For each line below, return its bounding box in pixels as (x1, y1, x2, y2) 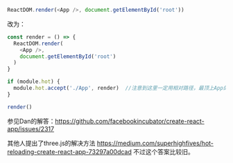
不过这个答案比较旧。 (132, 147, 194, 155)
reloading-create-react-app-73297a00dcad (7, 147, 132, 155)
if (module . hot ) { (7, 78, 60, 86)
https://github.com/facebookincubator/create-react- (55, 117, 205, 125)
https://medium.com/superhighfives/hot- (96, 139, 214, 147)
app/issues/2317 (7, 124, 54, 133)
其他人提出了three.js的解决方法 (7, 139, 96, 147)
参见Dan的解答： (7, 117, 55, 125)
